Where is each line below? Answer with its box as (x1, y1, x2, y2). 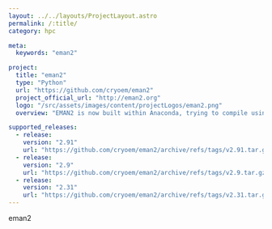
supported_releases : (8, 123, 79, 132)
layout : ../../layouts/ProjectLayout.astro (8, 11, 158, 20)
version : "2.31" (23, 184, 79, 192)
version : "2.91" (23, 138, 79, 146)
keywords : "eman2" (15, 49, 79, 57)
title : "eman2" (15, 71, 67, 79)
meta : (8, 41, 27, 49)
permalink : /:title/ (8, 19, 79, 28)
